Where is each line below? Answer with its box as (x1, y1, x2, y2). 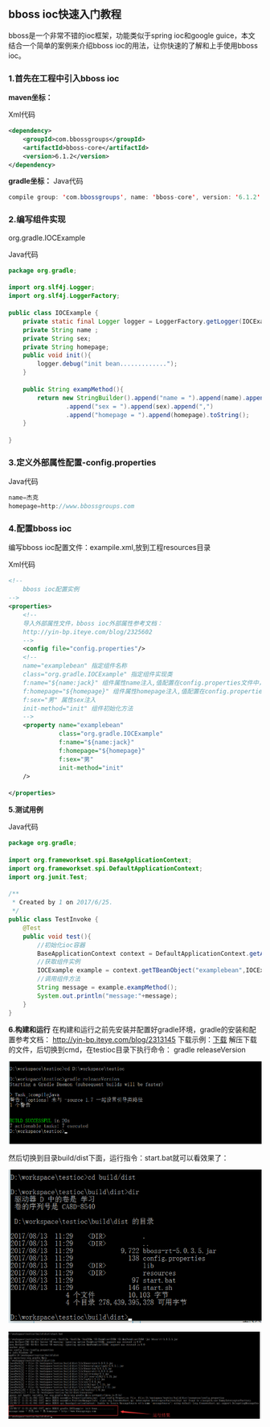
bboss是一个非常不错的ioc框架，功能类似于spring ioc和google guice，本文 (8, 31, 256, 40)
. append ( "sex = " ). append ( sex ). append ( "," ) (65, 402, 215, 411)
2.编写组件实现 (8, 214, 66, 225)
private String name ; (22, 325, 99, 334)
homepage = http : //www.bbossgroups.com (8, 503, 135, 511)
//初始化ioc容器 (37, 941, 86, 949)
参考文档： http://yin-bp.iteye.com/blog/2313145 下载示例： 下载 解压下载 (14, 1034, 257, 1044)
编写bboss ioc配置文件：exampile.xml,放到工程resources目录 (8, 543, 211, 552)
